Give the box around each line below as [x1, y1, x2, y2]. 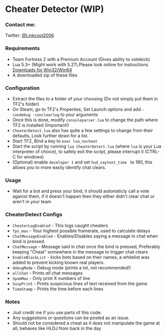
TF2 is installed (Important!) [12, 122, 70, 128]
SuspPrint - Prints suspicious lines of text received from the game [12, 280, 148, 286]
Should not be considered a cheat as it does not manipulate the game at [12, 320, 160, 326]
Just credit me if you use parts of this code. [12, 309, 102, 315]
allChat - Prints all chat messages [12, 270, 83, 276]
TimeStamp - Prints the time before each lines [12, 286, 103, 292]
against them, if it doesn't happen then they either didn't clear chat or [12, 193, 155, 199]
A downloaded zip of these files [12, 72, 78, 78]
